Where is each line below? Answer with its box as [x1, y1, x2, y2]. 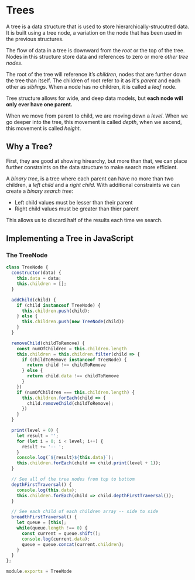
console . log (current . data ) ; [21, 536, 91, 542]
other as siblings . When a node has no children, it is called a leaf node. [6, 83, 177, 90]
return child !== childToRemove [27, 362, 107, 368]
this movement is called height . [6, 125, 81, 132]
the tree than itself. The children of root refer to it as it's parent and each [6, 77, 181, 84]
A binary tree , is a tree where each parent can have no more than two [6, 175, 174, 182]
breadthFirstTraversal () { [11, 514, 77, 520]
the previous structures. [6, 35, 64, 42]
